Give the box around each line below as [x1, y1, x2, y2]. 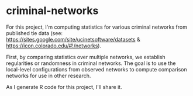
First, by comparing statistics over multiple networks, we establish [6, 53, 166, 60]
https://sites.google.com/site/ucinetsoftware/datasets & [6, 36, 140, 43]
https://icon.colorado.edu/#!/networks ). [6, 42, 101, 49]
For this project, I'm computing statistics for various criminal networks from [6, 23, 187, 30]
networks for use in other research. [6, 72, 91, 79]
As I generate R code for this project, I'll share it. [6, 83, 122, 90]
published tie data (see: [6, 29, 63, 36]
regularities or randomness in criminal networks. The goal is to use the [6, 60, 176, 67]
